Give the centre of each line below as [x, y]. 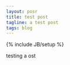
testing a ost [21, 56]
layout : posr [22, 11]
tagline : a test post [32, 22]
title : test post [27, 17]
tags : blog [19, 28]
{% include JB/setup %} [35, 45]
